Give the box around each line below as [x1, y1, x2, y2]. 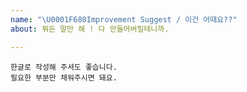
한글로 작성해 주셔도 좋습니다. [10, 62, 118, 72]
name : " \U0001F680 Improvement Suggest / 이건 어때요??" [10, 14, 238, 25]
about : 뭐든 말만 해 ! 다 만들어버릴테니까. [10, 24, 170, 34]
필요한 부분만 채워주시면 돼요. [10, 72, 118, 83]
